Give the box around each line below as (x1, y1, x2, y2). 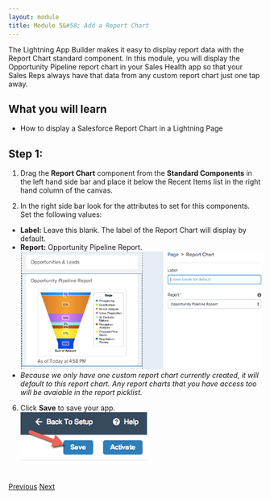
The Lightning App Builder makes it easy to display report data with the (8, 44, 244, 54)
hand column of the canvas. (19, 185, 113, 195)
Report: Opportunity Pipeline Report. (19, 243, 143, 252)
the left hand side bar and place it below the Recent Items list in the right (19, 177, 261, 187)
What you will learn (8, 102, 107, 116)
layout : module (8, 13, 60, 21)
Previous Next (8, 481, 56, 491)
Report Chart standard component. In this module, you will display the (8, 53, 240, 63)
